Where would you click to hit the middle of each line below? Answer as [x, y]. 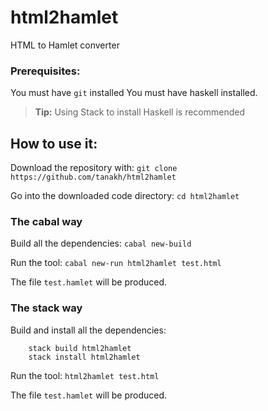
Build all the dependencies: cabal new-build [101, 243]
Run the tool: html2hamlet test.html [85, 375]
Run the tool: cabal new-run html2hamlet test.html [116, 263]
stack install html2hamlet [84, 357]
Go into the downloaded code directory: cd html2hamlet [125, 196]
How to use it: [54, 143]
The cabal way [46, 221]
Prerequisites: [45, 71]
